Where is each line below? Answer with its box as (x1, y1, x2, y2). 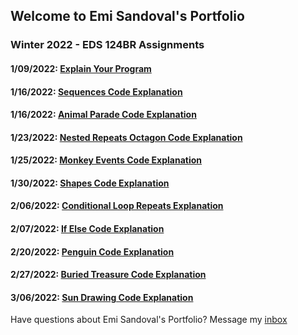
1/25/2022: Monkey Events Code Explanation (10, 154, 203, 166)
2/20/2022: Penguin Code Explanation (10, 245, 175, 258)
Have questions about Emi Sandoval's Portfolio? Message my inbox (10, 314, 288, 326)
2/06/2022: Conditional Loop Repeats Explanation (10, 200, 224, 212)
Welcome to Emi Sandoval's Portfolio (10, 8, 245, 25)
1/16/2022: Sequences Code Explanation (10, 85, 183, 98)
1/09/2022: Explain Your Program (10, 62, 152, 74)
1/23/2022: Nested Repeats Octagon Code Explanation (10, 131, 243, 143)
